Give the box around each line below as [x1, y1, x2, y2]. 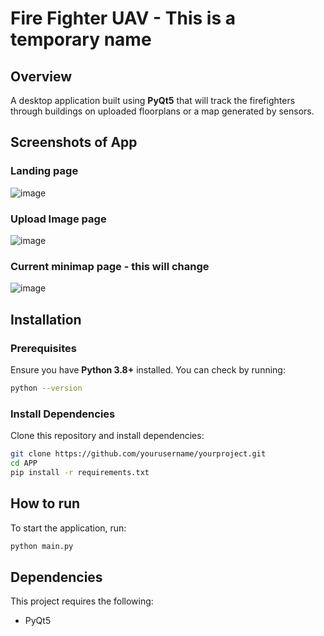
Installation [10, 311, 82, 328]
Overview [10, 68, 73, 85]
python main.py [10, 541, 74, 551]
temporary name [10, 28, 152, 51]
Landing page [10, 164, 79, 178]
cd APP [10, 458, 38, 469]
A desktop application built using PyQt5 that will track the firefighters [10, 95, 296, 106]
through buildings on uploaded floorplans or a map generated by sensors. [10, 105, 315, 117]
